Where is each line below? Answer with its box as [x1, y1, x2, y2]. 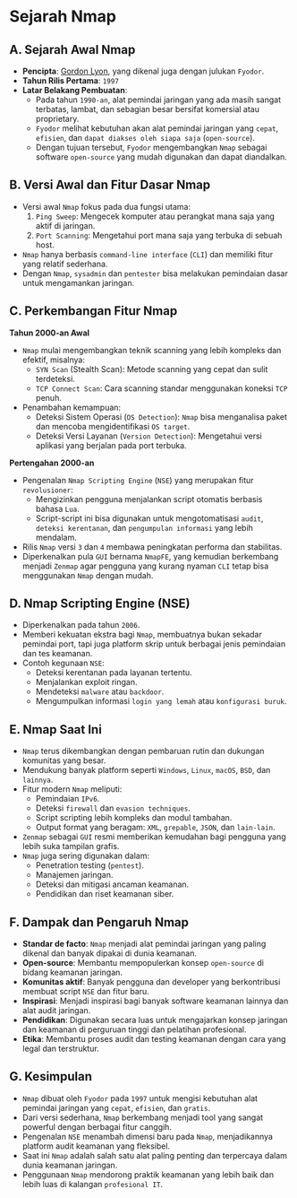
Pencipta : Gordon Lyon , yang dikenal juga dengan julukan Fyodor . [21, 65, 265, 76]
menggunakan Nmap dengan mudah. [21, 569, 154, 580]
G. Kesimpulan [9, 1069, 92, 1084]
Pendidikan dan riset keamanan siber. [35, 889, 174, 899]
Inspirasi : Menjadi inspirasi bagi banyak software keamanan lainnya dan [21, 995, 289, 1006]
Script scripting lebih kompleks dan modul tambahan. [35, 812, 233, 823]
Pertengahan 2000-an [9, 457, 95, 468]
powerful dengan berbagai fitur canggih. [21, 1121, 173, 1132]
